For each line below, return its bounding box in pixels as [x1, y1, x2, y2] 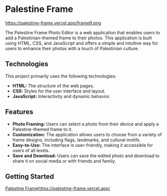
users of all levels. [12, 147, 50, 153]
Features [5, 108, 33, 116]
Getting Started [5, 172, 54, 181]
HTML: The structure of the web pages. [12, 83, 95, 89]
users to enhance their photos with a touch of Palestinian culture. [5, 45, 139, 51]
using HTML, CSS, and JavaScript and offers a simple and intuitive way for [5, 40, 159, 46]
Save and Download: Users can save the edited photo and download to [12, 153, 160, 159]
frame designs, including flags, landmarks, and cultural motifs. [12, 137, 141, 143]
